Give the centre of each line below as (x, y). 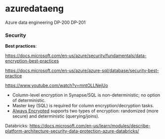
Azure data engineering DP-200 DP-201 (45, 22)
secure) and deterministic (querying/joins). (56, 116)
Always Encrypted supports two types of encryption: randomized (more (85, 111)
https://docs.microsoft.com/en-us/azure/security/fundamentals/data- (76, 56)
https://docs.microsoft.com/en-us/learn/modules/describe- (90, 126)
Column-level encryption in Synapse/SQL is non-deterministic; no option (86, 95)
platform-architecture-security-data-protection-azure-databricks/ (72, 131)
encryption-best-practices (32, 61)
